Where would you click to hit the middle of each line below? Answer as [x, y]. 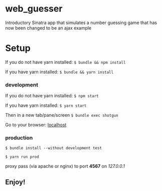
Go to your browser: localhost [36, 125]
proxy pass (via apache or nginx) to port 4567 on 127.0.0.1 [65, 166]
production [19, 138]
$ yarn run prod [22, 157]
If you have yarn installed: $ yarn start [46, 105]
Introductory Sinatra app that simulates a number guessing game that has [81, 23]
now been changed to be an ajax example [48, 28]
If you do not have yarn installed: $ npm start [52, 96]
